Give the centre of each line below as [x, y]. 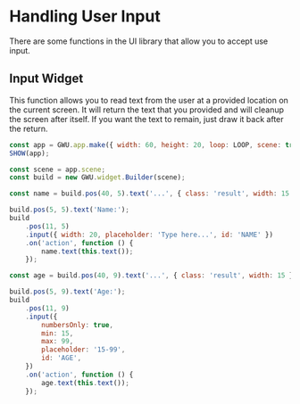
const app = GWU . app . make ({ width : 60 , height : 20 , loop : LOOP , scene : [146, 144]
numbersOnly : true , [78, 325]
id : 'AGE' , [62, 359]
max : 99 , [58, 342]
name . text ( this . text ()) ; [87, 251]
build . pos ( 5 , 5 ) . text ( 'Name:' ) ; [69, 210]
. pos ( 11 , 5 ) [47, 226]
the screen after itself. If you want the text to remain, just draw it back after [146, 119]
